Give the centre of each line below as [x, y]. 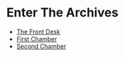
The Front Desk [38, 32]
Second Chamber [41, 46]
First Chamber [37, 38]
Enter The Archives [62, 13]
